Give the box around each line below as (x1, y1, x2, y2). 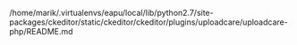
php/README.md (9, 26, 73, 36)
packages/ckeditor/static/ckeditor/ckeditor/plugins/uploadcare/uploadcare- (9, 17, 288, 27)
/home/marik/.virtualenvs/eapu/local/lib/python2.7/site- (9, 8, 214, 18)
